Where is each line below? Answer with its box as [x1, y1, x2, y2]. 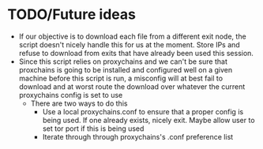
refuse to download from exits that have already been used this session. [18, 48, 254, 58]
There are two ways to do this [30, 99, 128, 108]
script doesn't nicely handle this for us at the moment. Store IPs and [18, 39, 240, 49]
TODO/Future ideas [7, 6, 136, 24]
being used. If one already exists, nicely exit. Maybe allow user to [42, 115, 255, 125]
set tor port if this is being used [42, 124, 145, 133]
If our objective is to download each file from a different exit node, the [18, 32, 246, 41]
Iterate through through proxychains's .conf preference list [42, 132, 234, 141]
